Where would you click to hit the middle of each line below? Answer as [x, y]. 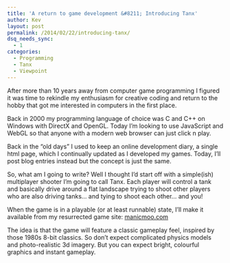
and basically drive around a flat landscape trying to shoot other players [109, 189]
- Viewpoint [31, 71]
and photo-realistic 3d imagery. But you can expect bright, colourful [103, 244]
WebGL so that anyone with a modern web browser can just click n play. [109, 133]
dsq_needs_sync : [30, 39]
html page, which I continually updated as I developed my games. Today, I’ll [114, 153]
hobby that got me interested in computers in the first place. [92, 105]
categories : [24, 52]
